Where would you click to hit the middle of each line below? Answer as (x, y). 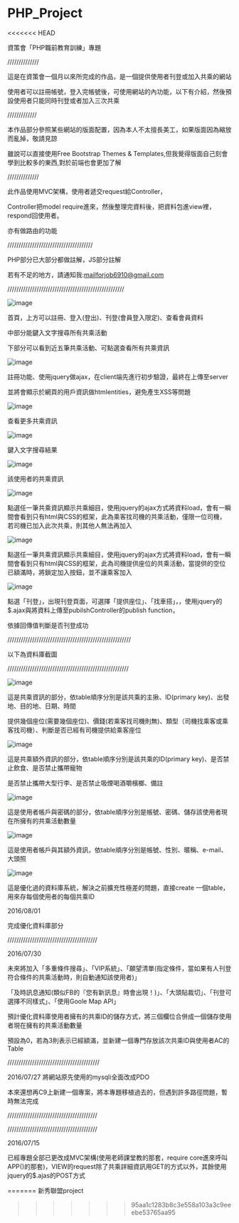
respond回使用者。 (35, 215)
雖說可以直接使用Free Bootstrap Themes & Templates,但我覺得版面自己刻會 (118, 153)
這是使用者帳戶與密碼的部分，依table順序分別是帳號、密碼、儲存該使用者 (115, 812)
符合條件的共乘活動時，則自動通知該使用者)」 (74, 977)
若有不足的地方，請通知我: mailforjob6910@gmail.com (86, 274)
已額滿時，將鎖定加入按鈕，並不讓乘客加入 (70, 572)
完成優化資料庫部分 (36, 925)
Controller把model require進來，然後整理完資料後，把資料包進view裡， (111, 206)
